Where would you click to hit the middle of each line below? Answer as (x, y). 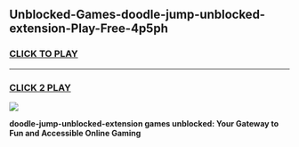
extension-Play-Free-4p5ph (89, 29)
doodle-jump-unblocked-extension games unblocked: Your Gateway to (144, 123)
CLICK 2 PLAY (40, 87)
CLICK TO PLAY (44, 54)
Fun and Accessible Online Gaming (75, 133)
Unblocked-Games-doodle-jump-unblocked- (137, 15)
